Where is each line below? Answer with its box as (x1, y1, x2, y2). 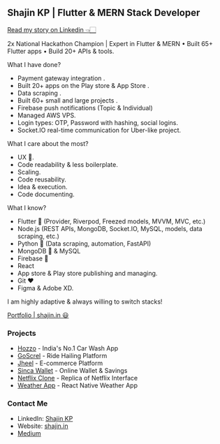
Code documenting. (17, 190, 75, 198)
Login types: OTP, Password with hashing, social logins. (17, 118, 179, 126)
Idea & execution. (17, 182, 68, 191)
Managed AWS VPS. (17, 111, 76, 119)
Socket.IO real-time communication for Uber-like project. (17, 126, 182, 134)
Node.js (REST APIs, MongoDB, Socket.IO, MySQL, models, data (17, 224, 203, 232)
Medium (17, 429, 42, 438)
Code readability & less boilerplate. (17, 160, 119, 168)
